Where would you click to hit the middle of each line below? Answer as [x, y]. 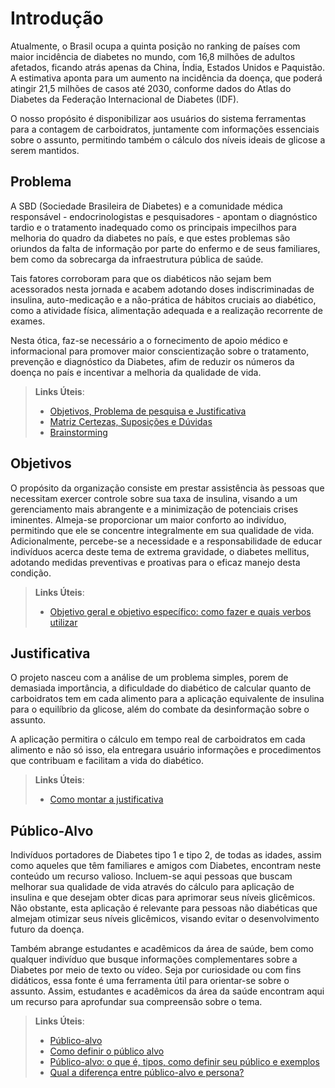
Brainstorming [78, 432]
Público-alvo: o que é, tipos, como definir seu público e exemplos [184, 1062]
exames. [28, 321]
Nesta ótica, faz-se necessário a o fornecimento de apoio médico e [149, 340]
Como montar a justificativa [106, 799]
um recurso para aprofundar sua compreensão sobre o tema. [136, 1002]
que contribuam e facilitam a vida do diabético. [107, 761]
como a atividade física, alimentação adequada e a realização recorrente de [166, 310]
